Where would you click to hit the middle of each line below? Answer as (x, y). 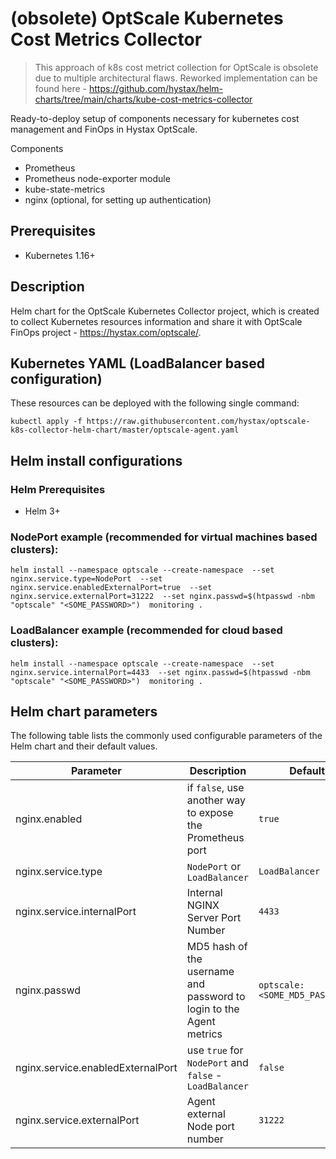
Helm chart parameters (84, 712)
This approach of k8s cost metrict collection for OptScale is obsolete (176, 67)
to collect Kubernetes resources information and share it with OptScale (156, 321)
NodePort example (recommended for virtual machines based (164, 537)
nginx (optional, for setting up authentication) (118, 199)
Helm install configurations (96, 460)
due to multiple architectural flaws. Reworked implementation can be (176, 78)
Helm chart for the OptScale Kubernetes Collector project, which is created (165, 311)
